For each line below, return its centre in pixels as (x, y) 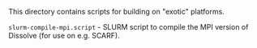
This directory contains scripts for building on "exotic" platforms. (116, 12)
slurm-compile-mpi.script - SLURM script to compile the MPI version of (128, 27)
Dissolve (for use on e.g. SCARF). (64, 36)
